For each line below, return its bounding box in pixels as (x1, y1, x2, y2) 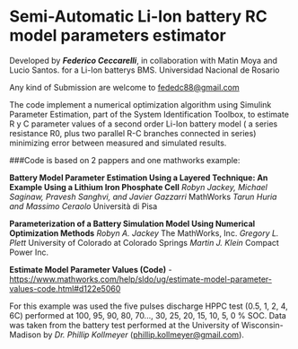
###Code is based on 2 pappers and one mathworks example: (9, 154, 241, 165)
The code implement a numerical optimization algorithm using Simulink (9, 99, 272, 109)
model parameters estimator (9, 25, 226, 46)
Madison (9, 329, 42, 340)
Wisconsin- (241, 319, 285, 330)
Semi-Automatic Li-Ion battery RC (9, 6, 267, 27)
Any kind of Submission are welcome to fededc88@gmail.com (9, 82, 240, 92)
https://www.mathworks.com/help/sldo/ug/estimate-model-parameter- (9, 274, 272, 284)
